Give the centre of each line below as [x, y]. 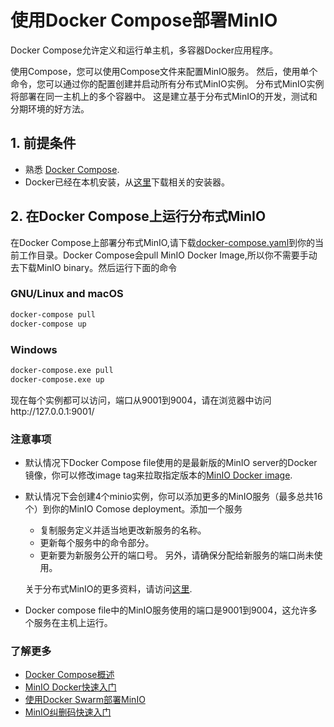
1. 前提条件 [43, 143]
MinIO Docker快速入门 [70, 687]
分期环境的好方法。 [50, 108]
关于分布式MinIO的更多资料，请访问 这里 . [108, 588]
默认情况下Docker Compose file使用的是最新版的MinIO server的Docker [171, 462]
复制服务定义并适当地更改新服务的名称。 [123, 530]
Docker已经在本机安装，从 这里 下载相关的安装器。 [127, 182]
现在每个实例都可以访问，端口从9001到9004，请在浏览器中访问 [141, 400]
